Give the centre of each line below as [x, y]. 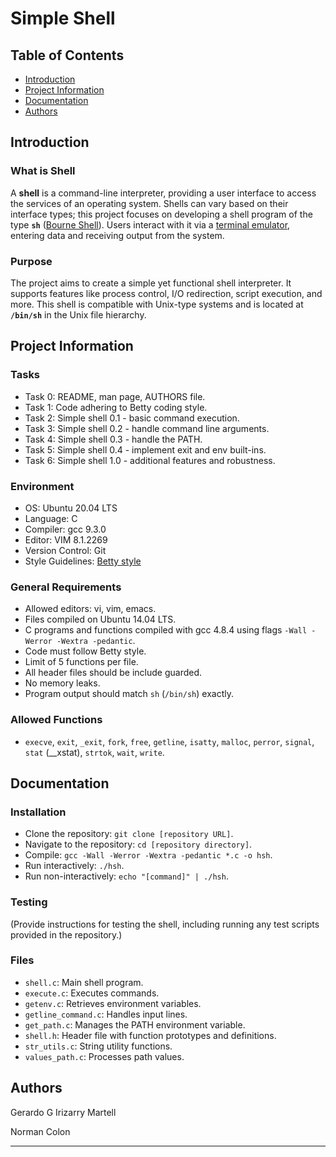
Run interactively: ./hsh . [74, 866]
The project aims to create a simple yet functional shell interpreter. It [151, 283]
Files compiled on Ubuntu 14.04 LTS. [100, 619]
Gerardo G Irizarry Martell [63, 1112]
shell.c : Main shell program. [84, 982]
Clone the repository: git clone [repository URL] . [129, 834]
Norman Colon [40, 1131]
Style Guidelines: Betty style [83, 561]
